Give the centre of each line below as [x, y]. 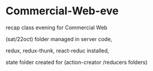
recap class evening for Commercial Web [56, 27]
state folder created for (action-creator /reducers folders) [76, 62]
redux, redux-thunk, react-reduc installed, [57, 50]
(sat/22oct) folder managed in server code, [59, 39]
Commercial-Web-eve [62, 11]
